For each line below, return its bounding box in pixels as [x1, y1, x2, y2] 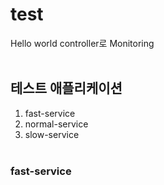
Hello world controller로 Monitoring [10, 37, 155, 49]
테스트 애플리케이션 [10, 80, 123, 97]
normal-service [24, 118, 89, 130]
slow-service [24, 128, 80, 140]
